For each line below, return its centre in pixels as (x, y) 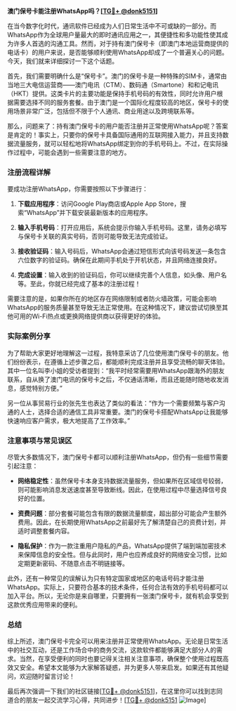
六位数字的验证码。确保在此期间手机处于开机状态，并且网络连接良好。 (119, 260)
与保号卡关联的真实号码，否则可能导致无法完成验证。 (94, 236)
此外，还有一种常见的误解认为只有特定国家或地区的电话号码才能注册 (106, 578)
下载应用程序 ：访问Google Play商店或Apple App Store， (99, 204)
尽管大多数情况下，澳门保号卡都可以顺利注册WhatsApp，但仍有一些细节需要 (118, 457)
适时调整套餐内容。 (45, 530)
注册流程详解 (29, 172)
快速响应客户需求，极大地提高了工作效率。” (69, 420)
